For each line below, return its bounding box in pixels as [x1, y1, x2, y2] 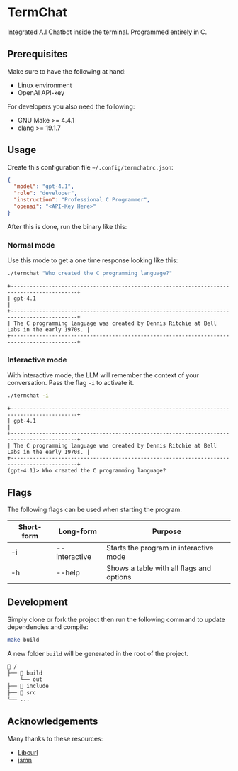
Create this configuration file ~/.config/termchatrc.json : [7, 162, 174, 171]
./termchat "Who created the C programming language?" [7, 270, 173, 277]
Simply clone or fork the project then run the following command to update [7, 615, 225, 623]
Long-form [58, 526, 98, 536]
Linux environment [17, 81, 72, 89]
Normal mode [7, 240, 55, 250]
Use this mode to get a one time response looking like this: [7, 256, 178, 265]
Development [7, 597, 69, 609]
